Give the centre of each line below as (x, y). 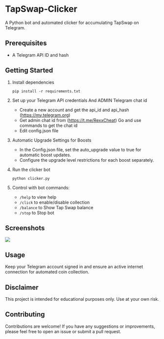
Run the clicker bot (31, 169)
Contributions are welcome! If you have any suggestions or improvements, (80, 326)
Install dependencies (33, 82)
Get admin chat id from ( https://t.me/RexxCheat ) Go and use (80, 120)
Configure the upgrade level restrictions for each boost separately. (87, 160)
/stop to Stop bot (37, 213)
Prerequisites (26, 43)
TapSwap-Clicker (41, 9)
